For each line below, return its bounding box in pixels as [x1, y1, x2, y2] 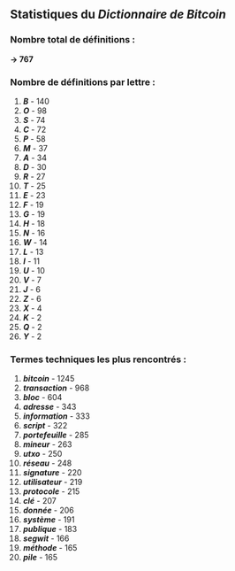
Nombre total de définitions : [10, 34, 136, 46]
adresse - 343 [22, 402, 77, 413]
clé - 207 [22, 496, 57, 506]
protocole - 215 [22, 486, 80, 497]
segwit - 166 [22, 533, 70, 544]
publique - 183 [22, 524, 78, 535]
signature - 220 [22, 467, 82, 478]
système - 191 [22, 514, 75, 525]
